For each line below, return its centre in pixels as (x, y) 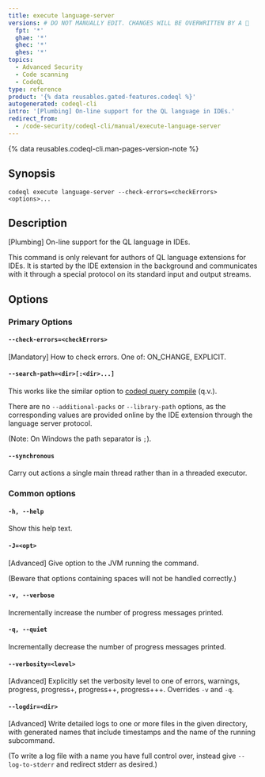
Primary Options (40, 322)
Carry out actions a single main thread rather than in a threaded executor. (128, 473)
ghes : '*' (31, 52)
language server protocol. (50, 423)
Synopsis (32, 174)
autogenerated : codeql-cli (53, 104)
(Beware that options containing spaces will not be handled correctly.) (123, 578)
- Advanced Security (49, 67)
